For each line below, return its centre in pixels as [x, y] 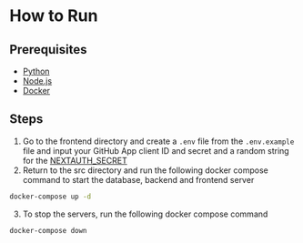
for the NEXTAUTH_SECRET [75, 160]
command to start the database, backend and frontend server [138, 179]
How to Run [54, 16]
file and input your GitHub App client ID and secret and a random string [156, 150]
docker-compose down [49, 230]
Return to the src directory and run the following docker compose [145, 170]
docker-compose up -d [50, 197]
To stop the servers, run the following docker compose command [145, 214]
